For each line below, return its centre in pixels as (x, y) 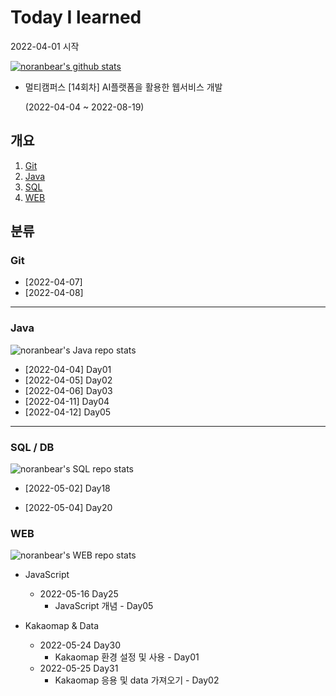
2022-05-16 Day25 (79, 594)
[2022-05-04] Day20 (68, 508)
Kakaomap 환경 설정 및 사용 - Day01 (127, 657)
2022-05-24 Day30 (80, 645)
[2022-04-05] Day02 (68, 380)
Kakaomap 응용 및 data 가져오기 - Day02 (137, 680)
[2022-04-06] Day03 (68, 390)
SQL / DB (32, 447)
